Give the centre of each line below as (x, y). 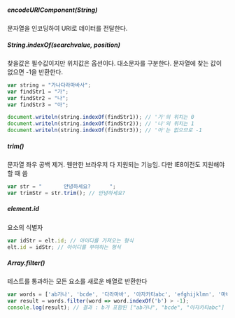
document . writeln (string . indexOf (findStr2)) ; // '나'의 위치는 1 (101, 124)
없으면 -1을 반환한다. (35, 72)
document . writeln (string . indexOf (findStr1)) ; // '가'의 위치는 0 (101, 117)
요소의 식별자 (25, 227)
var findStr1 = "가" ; (38, 92)
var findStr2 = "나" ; (38, 98)
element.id (23, 209)
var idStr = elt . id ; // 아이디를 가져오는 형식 (71, 240)
